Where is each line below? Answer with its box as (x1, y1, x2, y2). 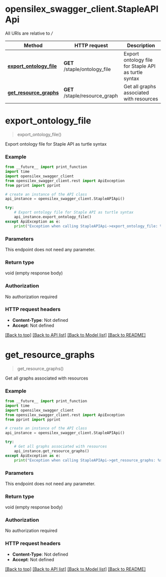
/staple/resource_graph (63, 92, 118, 99)
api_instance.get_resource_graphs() (14, 448, 90, 454)
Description (126, 42, 156, 49)
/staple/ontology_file (63, 66, 111, 73)
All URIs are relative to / (5, 30, 53, 36)
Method (24, 42, 43, 49)
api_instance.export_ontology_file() (14, 215, 92, 220)
